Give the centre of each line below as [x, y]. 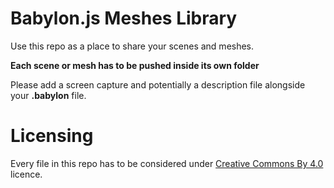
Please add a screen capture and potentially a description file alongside [158, 84]
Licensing [52, 136]
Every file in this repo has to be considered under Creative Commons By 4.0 [167, 163]
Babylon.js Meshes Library [124, 18]
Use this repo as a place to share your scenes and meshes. [132, 46]
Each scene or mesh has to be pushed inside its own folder [135, 65]
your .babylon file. [48, 95]
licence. [26, 174]
